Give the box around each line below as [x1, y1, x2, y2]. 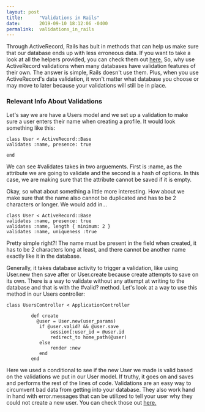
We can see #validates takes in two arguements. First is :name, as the [6, 163, 182, 170]
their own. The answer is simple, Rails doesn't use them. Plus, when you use [6, 69, 199, 77]
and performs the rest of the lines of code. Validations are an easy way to [6, 379, 192, 386]
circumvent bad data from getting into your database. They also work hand [6, 386, 195, 393]
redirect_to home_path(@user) [50, 334, 127, 340]
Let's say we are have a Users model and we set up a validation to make [6, 111, 188, 118]
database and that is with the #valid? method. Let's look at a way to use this [6, 283, 198, 291]
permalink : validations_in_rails [6, 26, 95, 32]
